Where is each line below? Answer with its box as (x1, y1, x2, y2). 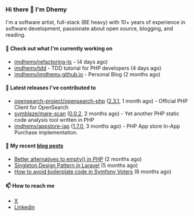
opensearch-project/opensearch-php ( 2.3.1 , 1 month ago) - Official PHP (14, 97, 188, 104)
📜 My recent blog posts (5, 142, 64, 150)
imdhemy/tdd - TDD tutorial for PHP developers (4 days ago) (14, 65, 162, 72)
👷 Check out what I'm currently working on (5, 44, 113, 52)
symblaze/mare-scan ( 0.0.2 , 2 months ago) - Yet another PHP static (14, 109, 180, 117)
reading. (5, 31, 26, 38)
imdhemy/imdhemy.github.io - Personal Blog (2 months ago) (14, 70, 160, 78)
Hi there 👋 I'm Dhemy (5, 5, 67, 14)
